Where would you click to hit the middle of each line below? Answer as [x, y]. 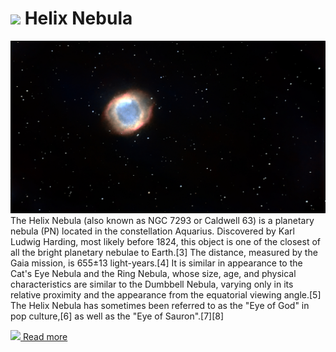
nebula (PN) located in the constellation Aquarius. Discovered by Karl [152, 231]
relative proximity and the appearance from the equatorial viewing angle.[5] [166, 294]
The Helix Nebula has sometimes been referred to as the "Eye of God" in [160, 305]
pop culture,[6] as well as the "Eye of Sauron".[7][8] [117, 316]
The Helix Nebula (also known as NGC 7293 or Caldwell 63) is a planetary [162, 220]
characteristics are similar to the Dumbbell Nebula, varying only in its [152, 284]
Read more [45, 336]
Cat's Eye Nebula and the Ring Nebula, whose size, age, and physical [153, 273]
